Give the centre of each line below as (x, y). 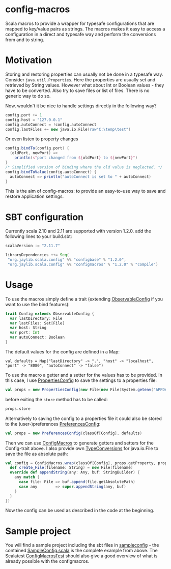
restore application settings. (35, 196)
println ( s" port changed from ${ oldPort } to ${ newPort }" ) (76, 158)
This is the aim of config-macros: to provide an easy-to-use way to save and (85, 191)
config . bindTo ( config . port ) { (37, 148)
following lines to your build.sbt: (39, 236)
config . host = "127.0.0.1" (34, 120)
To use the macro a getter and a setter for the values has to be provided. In (84, 375)
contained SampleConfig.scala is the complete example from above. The (81, 551)
